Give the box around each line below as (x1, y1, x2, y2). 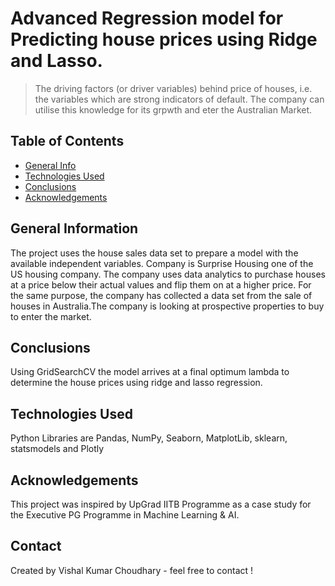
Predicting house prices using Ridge (10, 28, 318, 51)
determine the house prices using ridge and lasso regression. (10, 377, 263, 389)
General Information (10, 220, 139, 237)
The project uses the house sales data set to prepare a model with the (10, 247, 299, 259)
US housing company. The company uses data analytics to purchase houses (10, 268, 326, 280)
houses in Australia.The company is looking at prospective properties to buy (10, 300, 325, 312)
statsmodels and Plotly (10, 443, 105, 455)
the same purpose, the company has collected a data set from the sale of (10, 289, 313, 301)
